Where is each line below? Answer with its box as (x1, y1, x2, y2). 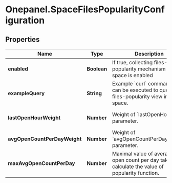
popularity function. (112, 170, 160, 176)
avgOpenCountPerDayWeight (8, 135, 82, 142)
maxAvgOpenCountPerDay (8, 160, 75, 167)
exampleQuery (8, 90, 45, 97)
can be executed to (112, 86, 159, 94)
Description (135, 50, 164, 57)
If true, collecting (112, 59, 153, 66)
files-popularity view (112, 93, 163, 100)
